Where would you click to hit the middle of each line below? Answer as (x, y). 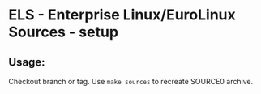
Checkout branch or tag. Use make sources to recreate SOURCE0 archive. (131, 81)
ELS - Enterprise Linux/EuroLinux (122, 15)
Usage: (27, 62)
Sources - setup (64, 32)
